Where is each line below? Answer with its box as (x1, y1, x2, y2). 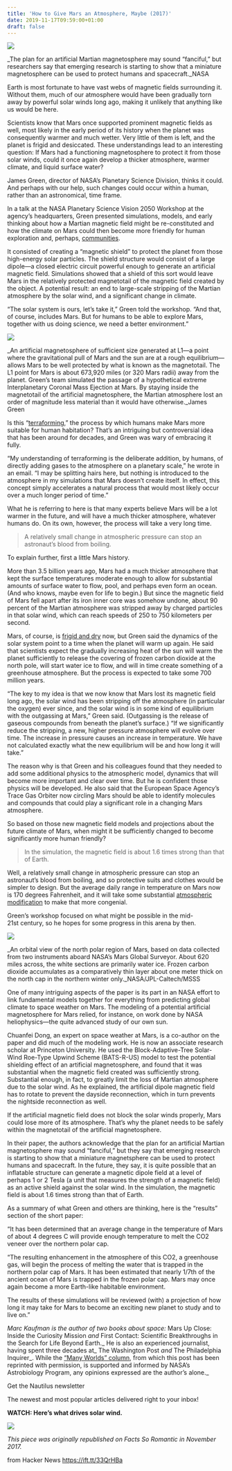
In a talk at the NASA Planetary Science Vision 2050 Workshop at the (7, 205, 204, 213)
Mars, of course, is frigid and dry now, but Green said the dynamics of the (7, 632, 218, 640)
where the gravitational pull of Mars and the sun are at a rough (7, 354, 186, 362)
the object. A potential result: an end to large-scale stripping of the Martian (7, 284, 221, 293)
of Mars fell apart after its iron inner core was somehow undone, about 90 (7, 596, 218, 605)
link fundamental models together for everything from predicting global (7, 996, 210, 1004)
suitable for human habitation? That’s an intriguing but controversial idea (7, 426, 213, 434)
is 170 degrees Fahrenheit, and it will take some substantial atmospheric (7, 891, 213, 899)
